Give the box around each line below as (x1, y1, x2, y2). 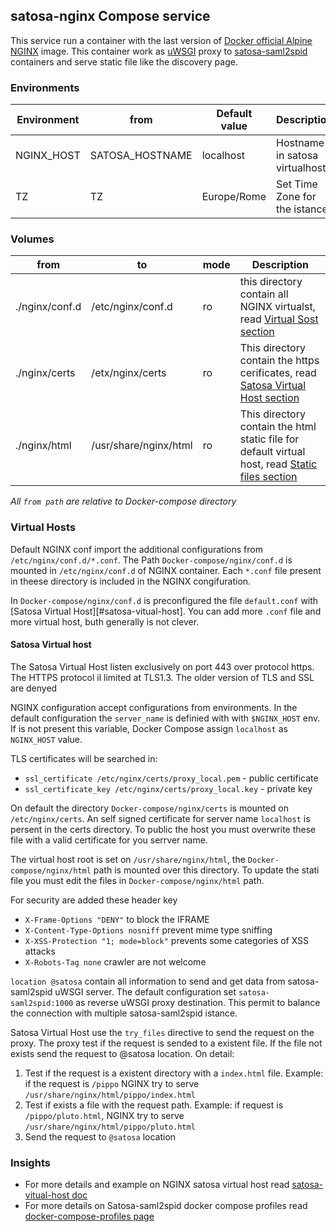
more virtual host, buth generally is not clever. (10, 615, 200, 628)
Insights (10, 1155, 51, 1169)
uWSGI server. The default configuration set (54, 985, 237, 998)
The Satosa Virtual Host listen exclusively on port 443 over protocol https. (10, 660, 315, 673)
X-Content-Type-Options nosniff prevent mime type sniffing (24, 924, 273, 936)
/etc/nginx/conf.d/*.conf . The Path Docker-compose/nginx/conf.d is (10, 554, 293, 566)
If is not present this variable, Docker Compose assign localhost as (10, 722, 288, 734)
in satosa (276, 149, 319, 163)
